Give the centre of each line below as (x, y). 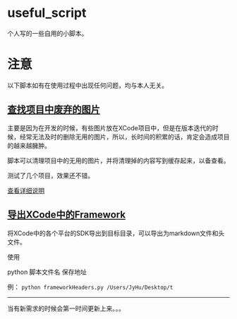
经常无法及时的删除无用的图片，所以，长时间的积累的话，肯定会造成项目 (124, 137)
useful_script (47, 13)
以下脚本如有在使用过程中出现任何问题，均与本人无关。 (87, 85)
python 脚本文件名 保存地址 (47, 272)
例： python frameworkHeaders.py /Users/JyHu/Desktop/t (90, 287)
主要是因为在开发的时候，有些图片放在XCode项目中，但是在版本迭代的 (110, 127)
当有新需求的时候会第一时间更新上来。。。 (66, 308)
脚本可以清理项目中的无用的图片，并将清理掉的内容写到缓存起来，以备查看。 (119, 161)
